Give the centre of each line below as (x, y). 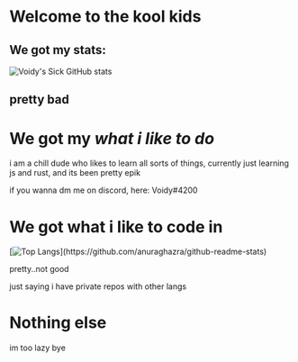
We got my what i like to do (112, 138)
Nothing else (58, 323)
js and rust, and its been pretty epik (75, 173)
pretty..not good (39, 269)
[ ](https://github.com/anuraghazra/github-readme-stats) (138, 252)
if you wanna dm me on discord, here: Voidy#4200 (104, 190)
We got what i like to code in (116, 226)
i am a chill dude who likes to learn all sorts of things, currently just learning (149, 163)
